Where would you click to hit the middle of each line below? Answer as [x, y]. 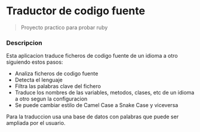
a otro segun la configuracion [51, 99]
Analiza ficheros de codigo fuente [56, 74]
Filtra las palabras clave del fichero [58, 86]
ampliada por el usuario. [36, 123]
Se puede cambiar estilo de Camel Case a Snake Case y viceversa [96, 105]
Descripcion [24, 43]
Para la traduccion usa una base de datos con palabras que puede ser [93, 117]
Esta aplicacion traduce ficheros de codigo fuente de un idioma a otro [92, 56]
